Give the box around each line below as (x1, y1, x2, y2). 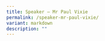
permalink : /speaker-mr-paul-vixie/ (6, 14, 99, 20)
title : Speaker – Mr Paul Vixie (6, 8, 88, 15)
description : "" (6, 25, 47, 32)
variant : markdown (6, 20, 53, 26)
